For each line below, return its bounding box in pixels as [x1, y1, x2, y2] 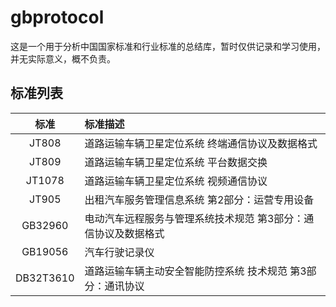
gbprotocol [10, 6, 105, 29]
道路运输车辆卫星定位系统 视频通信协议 [84, 174, 268, 188]
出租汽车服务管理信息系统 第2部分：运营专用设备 [84, 192, 315, 206]
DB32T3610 [15, 271, 75, 285]
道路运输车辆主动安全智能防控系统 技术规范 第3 [84, 264, 307, 278]
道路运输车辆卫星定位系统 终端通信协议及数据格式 [84, 136, 318, 150]
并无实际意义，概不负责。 [10, 52, 116, 65]
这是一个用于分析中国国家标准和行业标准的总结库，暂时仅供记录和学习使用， [10, 40, 326, 52]
